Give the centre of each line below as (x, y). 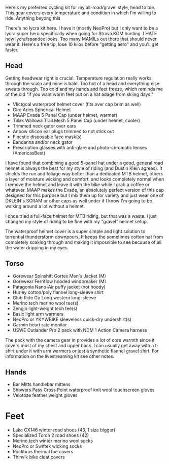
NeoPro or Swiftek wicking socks (47, 446)
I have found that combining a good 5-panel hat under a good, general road (84, 163)
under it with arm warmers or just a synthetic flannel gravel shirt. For (87, 351)
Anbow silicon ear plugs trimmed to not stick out (63, 131)
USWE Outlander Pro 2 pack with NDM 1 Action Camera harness (80, 330)
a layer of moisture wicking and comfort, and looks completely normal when (85, 179)
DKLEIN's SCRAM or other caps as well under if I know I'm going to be (79, 200)
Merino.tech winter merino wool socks (53, 441)
